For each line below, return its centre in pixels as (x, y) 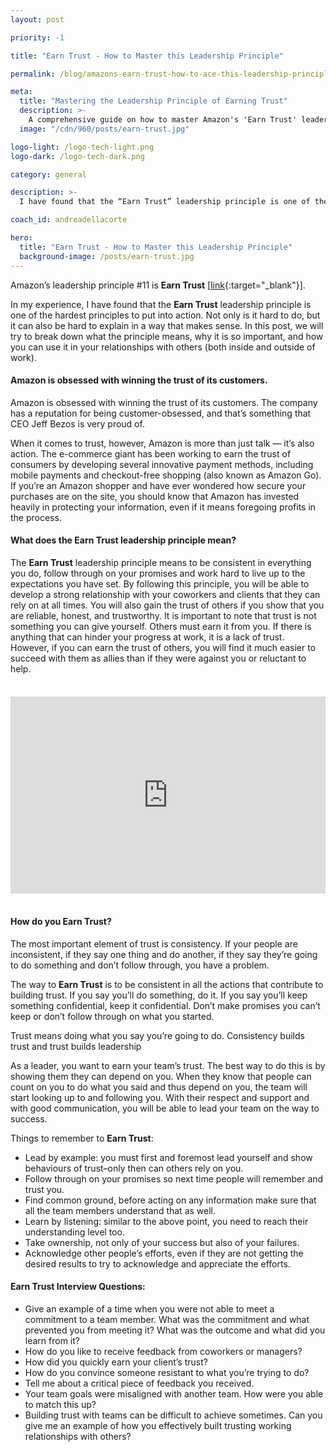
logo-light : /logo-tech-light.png (82, 147)
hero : (21, 238)
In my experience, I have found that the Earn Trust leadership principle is (161, 304)
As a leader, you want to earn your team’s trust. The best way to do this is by (168, 1065)
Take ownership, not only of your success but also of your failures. (162, 1242)
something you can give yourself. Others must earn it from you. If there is (161, 626)
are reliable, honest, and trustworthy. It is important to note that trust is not (163, 615)
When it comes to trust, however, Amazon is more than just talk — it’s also (162, 443)
